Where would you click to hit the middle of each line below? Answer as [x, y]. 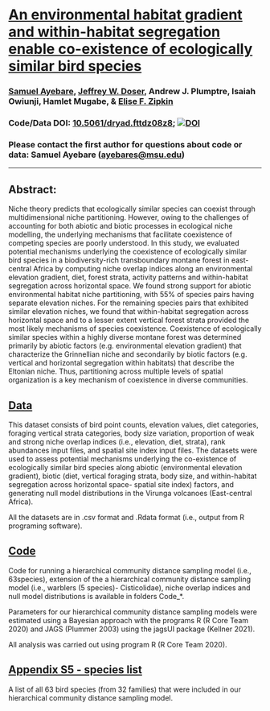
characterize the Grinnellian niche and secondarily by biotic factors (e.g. [128, 354]
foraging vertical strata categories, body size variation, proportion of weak [131, 433]
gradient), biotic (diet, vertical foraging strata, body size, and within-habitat [133, 476]
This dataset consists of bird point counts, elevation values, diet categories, [133, 424]
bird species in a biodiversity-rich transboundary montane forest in [119, 260]
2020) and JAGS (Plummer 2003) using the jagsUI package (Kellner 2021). [132, 629]
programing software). [45, 526]
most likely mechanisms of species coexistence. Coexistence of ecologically [135, 329]
